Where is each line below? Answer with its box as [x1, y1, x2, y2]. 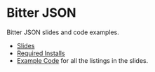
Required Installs [16, 49, 65, 57]
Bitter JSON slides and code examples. [6, 28, 120, 36]
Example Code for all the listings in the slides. [16, 56, 149, 64]
